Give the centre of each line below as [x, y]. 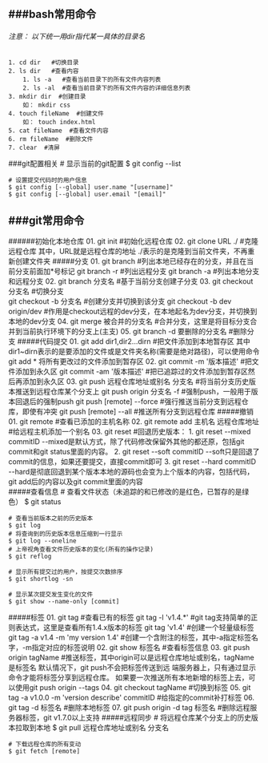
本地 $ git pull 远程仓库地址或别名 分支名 [102, 728]
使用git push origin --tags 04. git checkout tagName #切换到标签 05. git [133, 688]
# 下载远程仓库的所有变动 [45, 745]
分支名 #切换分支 [36, 292]
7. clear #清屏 [34, 147]
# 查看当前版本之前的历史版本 [51, 519]
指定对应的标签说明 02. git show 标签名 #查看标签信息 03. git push [141, 648]
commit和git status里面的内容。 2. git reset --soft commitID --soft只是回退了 [134, 452]
